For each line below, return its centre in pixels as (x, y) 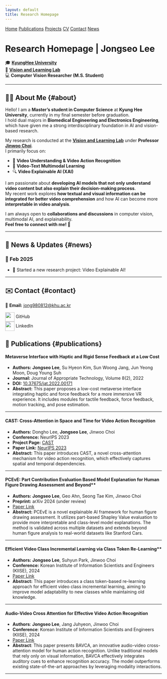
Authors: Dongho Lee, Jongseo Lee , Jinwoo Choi (64, 432)
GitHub (23, 316)
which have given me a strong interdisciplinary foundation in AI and (74, 125)
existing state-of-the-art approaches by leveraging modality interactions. (87, 667)
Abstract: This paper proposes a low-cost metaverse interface (77, 389)
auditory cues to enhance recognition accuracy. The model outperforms (86, 661)
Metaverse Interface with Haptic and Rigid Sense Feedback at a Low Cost (83, 356)
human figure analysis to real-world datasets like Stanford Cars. (78, 533)
